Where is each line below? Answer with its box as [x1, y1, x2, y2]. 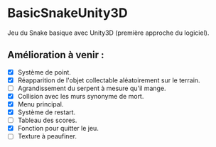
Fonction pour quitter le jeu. [17, 124, 99, 133]
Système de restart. [17, 108, 76, 116]
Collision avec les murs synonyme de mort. [17, 92, 144, 100]
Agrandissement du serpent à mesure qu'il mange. [17, 84, 166, 92]
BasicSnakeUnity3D [7, 5, 128, 21]
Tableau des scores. [17, 116, 77, 125]
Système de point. [17, 67, 71, 76]
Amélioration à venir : [7, 49, 104, 61]
